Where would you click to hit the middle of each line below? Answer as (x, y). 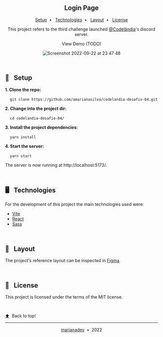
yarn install (23, 137)
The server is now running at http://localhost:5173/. (56, 165)
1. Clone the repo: (23, 89)
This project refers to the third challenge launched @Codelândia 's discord (81, 29)
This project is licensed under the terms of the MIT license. (64, 297)
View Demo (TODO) (81, 44)
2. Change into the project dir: (36, 108)
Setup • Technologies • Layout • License (81, 19)
